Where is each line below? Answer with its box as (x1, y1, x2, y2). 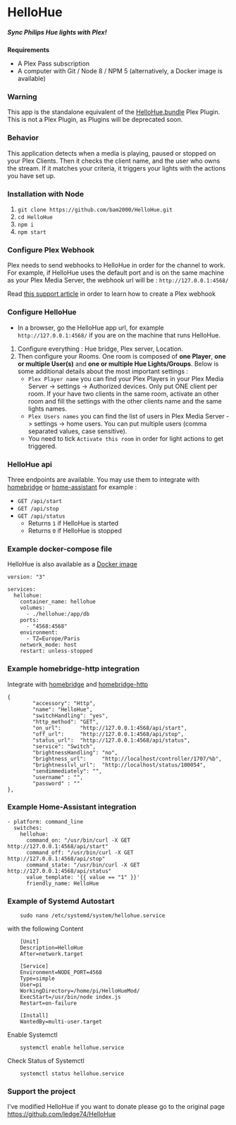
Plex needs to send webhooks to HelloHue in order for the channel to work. (7, 261, 225, 270)
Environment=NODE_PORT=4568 (20, 969, 102, 976)
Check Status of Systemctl (7, 1057, 85, 1065)
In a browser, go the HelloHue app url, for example (17, 323, 164, 332)
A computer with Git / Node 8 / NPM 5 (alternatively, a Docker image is (17, 67, 223, 75)
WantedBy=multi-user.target (20, 1019, 102, 1026)
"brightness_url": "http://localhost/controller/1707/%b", (32, 755, 222, 762)
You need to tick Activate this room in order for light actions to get (27, 434, 224, 442)
